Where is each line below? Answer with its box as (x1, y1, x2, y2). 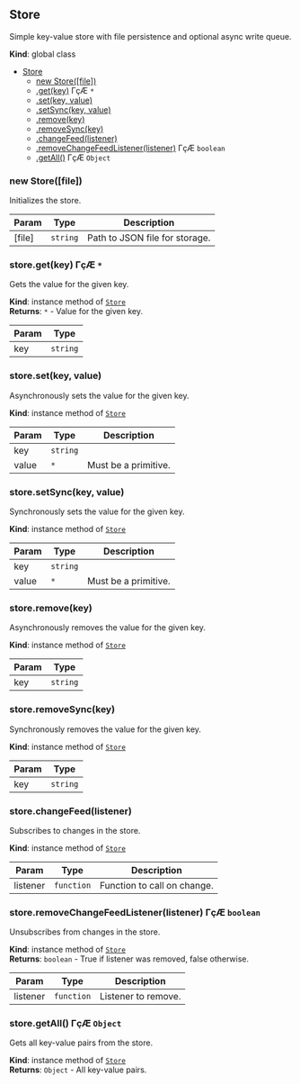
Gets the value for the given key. (9, 279, 129, 290)
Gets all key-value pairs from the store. (9, 1037, 154, 1048)
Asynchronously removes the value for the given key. (9, 622, 207, 633)
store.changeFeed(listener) (9, 805, 132, 818)
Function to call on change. (99, 879, 214, 891)
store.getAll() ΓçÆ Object (9, 1017, 122, 1030)
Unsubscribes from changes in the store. (9, 926, 161, 937)
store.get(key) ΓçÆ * (9, 258, 103, 271)
